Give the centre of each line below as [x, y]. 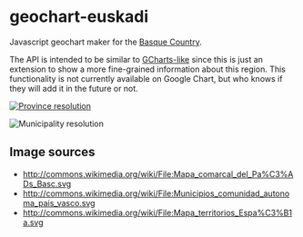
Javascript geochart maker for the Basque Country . [106, 42]
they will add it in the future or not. [74, 88]
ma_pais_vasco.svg [59, 202]
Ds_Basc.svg [47, 183]
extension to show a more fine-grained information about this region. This [148, 69]
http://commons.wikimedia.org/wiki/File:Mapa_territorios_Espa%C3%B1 [157, 212]
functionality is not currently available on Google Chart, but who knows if [146, 78]
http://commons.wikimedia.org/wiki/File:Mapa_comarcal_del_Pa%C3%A [158, 173]
